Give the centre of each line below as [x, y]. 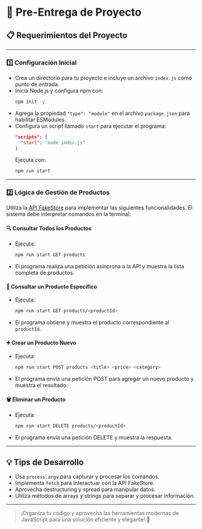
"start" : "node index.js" [53, 143]
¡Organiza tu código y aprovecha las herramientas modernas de [100, 513]
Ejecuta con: [30, 159]
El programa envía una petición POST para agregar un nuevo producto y [104, 379]
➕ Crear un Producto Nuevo [41, 342]
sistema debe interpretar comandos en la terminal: [69, 214]
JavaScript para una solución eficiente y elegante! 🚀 [85, 519]
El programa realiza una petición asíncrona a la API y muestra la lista [99, 267]
